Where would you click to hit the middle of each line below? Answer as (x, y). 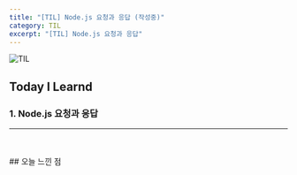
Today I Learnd (51, 86)
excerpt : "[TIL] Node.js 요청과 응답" (76, 34)
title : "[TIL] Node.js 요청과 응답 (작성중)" (87, 17)
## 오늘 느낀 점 (35, 162)
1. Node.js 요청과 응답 (54, 113)
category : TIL (35, 26)
